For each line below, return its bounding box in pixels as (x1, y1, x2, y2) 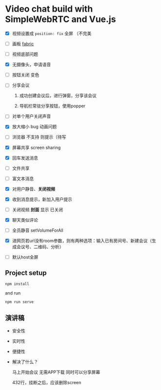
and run (5, 290, 21, 296)
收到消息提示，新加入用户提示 (12, 196, 72, 202)
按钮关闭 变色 (12, 72, 40, 78)
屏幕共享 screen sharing (12, 145, 61, 150)
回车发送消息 (12, 155, 38, 161)
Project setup (5, 269, 47, 277)
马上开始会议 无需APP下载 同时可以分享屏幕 (12, 369, 101, 375)
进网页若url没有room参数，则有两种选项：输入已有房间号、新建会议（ (12, 238, 152, 244)
